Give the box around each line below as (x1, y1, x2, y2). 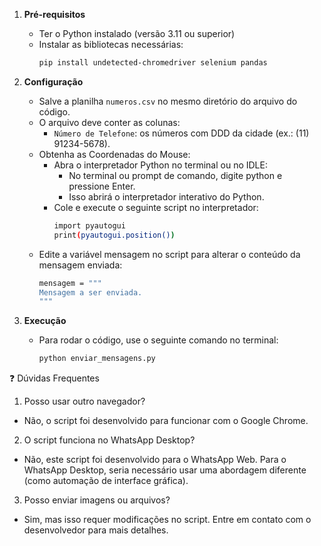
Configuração (23, 75, 84, 88)
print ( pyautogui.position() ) (53, 230, 176, 240)
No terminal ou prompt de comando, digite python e (68, 169, 283, 181)
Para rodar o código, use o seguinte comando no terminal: (38, 334, 279, 346)
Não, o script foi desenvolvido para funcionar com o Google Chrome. (23, 415, 309, 427)
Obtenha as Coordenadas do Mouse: (38, 148, 191, 160)
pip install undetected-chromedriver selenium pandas (38, 58, 268, 68)
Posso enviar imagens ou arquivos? (23, 494, 171, 506)
